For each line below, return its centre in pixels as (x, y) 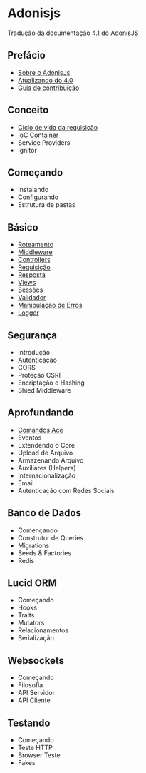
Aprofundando (41, 413)
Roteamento (36, 245)
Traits (26, 615)
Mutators (31, 623)
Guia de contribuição (48, 88)
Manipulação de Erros (50, 305)
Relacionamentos (43, 630)
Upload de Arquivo (45, 453)
